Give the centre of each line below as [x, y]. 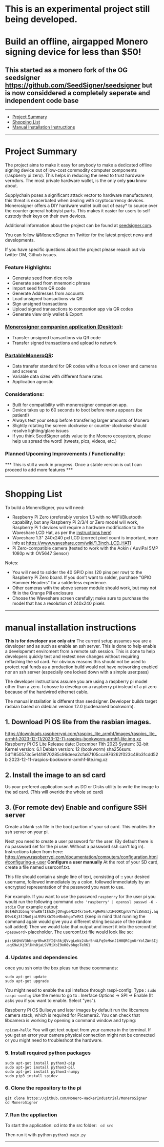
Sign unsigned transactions [40, 304]
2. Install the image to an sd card [55, 775]
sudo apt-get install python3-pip [40, 1063]
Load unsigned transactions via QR [47, 299]
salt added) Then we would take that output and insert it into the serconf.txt [81, 926]
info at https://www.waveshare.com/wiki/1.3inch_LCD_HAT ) [72, 543]
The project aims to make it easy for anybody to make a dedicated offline [79, 165]
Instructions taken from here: [34, 851]
